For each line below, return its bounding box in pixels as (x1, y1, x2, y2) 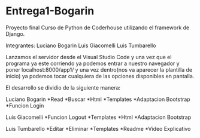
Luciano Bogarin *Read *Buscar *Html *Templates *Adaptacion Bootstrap (5, 96, 190, 103)
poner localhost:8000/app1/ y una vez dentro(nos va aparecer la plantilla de (5, 66, 193, 73)
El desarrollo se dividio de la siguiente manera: (5, 84, 121, 91)
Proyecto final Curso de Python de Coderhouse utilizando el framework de (5, 24, 190, 31)
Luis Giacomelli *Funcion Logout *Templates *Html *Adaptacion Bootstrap (5, 114, 192, 121)
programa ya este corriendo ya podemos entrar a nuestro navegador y (5, 60, 180, 67)
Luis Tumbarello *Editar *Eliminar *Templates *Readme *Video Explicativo (5, 125, 191, 132)
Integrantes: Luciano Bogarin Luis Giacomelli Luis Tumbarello (5, 42, 156, 49)
